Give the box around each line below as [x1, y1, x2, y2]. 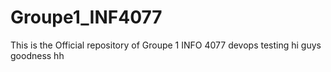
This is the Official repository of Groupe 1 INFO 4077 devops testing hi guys [10, 39, 322, 51]
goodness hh [10, 49, 65, 61]
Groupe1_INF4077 [10, 6, 163, 29]
